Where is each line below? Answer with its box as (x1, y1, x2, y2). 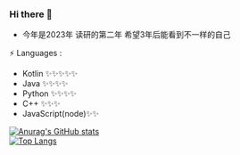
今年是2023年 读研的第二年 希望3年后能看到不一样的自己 (21, 29, 231, 40)
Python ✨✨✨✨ (21, 88, 78, 99)
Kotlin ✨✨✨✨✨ (21, 69, 79, 79)
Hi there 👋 (9, 8, 54, 20)
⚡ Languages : (9, 48, 62, 59)
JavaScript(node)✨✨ (21, 109, 100, 119)
